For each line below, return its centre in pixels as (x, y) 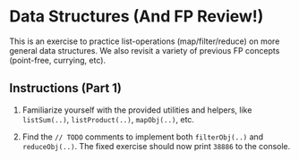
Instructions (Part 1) (66, 88)
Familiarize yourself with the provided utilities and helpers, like (137, 110)
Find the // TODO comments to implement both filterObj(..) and (143, 137)
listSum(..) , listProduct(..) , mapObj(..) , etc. (108, 119)
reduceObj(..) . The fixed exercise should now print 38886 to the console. (156, 146)
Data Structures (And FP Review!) (137, 17)
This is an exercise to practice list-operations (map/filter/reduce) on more (145, 41)
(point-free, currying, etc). (57, 60)
